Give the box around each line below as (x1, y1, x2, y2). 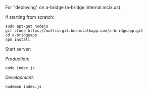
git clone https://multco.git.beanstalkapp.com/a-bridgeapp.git (5, 28, 143, 33)
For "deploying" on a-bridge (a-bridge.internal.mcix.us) (5, 5, 121, 10)
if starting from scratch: (5, 14, 55, 20)
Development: (5, 74, 34, 80)
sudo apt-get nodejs (5, 24, 49, 29)
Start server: (5, 46, 31, 52)
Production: (5, 56, 29, 62)
